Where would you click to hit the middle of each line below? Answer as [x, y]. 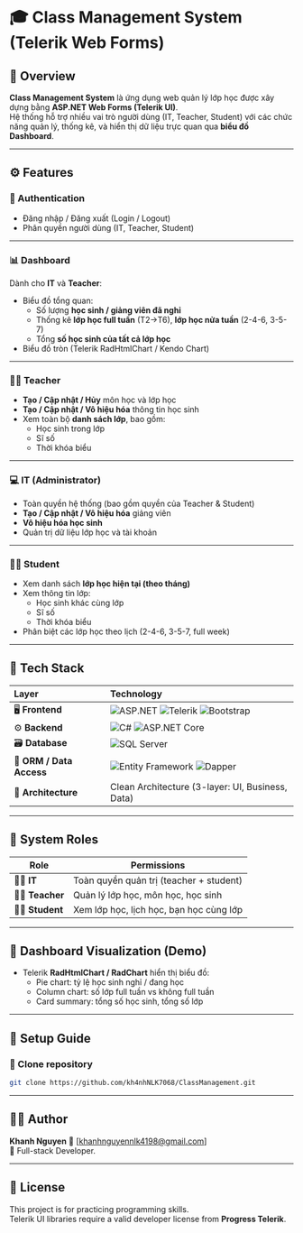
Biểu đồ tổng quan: [58, 300]
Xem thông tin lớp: [56, 593]
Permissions [158, 865]
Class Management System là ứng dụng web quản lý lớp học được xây [142, 97]
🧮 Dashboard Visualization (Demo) [108, 951]
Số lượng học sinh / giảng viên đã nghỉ [109, 310]
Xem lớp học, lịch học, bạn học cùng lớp [158, 909]
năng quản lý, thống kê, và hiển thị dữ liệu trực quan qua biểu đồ [129, 126]
